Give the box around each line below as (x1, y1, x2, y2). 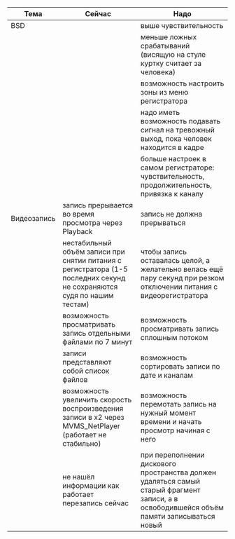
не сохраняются (62, 282, 118, 292)
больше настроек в (140, 154, 206, 163)
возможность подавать (140, 116, 221, 125)
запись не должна (140, 210, 203, 219)
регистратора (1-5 (62, 264, 128, 274)
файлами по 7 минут (62, 337, 133, 346)
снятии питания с (62, 256, 122, 265)
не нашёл (62, 472, 95, 482)
